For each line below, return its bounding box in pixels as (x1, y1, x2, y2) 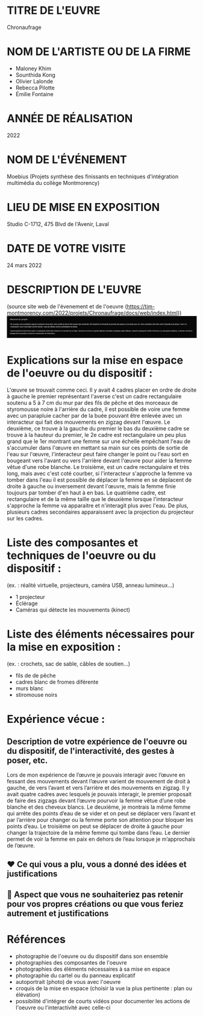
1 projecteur (15, 594, 46, 600)
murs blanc (15, 684, 44, 692)
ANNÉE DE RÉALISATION (7, 112, 133, 126)
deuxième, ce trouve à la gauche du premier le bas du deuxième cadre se (7, 425, 190, 432)
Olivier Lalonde (15, 77, 54, 85)
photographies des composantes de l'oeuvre (15, 959, 127, 966)
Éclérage (15, 600, 38, 607)
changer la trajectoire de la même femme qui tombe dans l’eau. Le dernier (7, 829, 190, 836)
